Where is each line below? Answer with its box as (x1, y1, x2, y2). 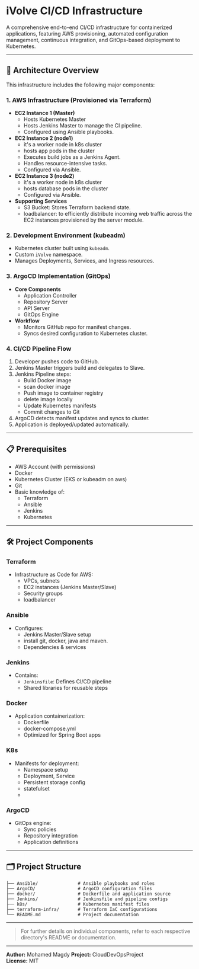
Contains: (14, 671, 38, 679)
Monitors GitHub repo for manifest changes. (23, 323, 131, 330)
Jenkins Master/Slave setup (23, 631, 92, 638)
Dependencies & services (23, 643, 86, 650)
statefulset (23, 785, 50, 792)
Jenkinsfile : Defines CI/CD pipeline (23, 678, 112, 685)
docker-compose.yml (23, 725, 76, 733)
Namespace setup (23, 766, 69, 773)
